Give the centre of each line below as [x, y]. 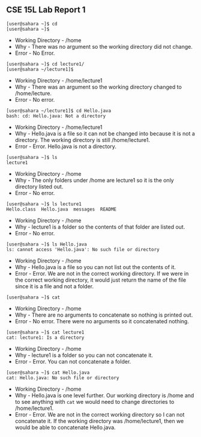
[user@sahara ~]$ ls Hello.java [46, 244]
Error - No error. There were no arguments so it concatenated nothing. [102, 321]
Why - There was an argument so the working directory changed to [98, 87]
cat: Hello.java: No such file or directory [63, 378]
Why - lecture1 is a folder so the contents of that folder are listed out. [100, 227]
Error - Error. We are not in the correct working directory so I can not [100, 414]
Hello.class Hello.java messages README [61, 209]
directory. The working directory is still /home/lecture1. [82, 140]
